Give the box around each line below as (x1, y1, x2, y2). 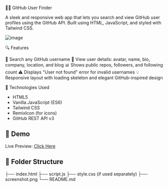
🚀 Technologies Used (5, 84, 49, 90)
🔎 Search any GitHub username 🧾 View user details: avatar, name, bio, (5, 56, 150, 62)
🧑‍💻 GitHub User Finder (5, 5, 53, 10)
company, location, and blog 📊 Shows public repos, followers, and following (5, 62, 163, 67)
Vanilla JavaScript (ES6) (12, 99, 63, 105)
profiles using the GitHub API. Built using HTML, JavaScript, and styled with (5, 20, 161, 25)
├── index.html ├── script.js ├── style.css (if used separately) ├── (5, 170, 148, 177)
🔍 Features (5, 45, 29, 50)
